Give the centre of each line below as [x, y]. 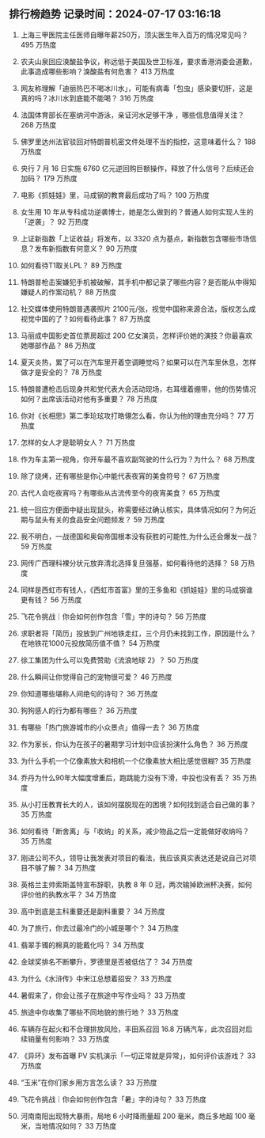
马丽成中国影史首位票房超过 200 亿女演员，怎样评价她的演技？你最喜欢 [136, 336]
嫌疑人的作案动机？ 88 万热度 [68, 292]
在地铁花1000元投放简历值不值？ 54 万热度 [90, 643]
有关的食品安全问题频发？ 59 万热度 [106, 519]
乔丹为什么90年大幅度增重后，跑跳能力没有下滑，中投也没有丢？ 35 [131, 777]
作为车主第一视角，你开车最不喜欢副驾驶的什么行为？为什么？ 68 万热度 [138, 459]
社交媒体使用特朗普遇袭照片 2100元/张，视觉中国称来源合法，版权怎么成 [138, 309]
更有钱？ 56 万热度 [51, 599]
